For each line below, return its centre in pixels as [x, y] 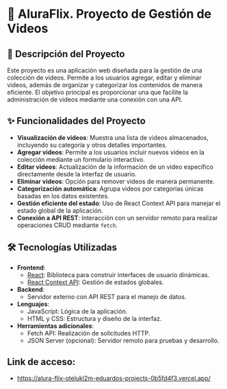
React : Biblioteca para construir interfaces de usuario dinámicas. [118, 274]
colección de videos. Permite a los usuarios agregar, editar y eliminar [104, 78]
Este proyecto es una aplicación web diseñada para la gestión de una [105, 70]
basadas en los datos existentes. [63, 196]
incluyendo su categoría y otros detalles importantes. [92, 145]
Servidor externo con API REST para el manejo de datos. [107, 296]
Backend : [31, 289]
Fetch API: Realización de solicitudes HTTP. [89, 333]
